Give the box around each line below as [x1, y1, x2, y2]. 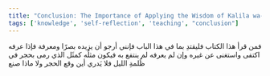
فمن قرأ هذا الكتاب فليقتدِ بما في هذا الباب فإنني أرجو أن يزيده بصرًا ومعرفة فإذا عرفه [8, 41, 262, 50]
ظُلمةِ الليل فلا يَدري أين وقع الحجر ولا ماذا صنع [8, 58, 145, 68]
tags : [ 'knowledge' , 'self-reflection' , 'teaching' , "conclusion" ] [8, 19, 239, 27]
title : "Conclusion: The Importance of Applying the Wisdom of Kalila [8, 11, 250, 20]
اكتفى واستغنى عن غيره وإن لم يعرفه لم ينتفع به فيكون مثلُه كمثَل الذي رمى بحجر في [8, 50, 260, 59]
